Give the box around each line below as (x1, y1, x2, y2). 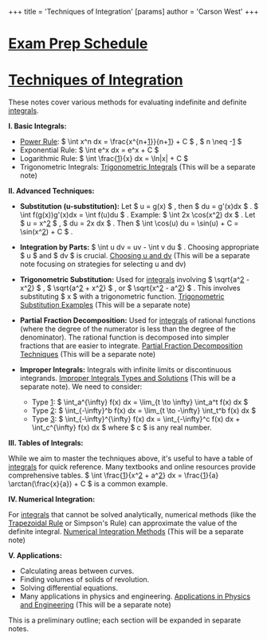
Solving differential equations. (19, 583, 118, 593)
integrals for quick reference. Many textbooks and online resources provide (8, 462, 257, 472)
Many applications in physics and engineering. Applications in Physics (19, 591, 251, 601)
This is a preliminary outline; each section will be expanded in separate (8, 615, 241, 625)
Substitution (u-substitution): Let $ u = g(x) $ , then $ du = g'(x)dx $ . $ (19, 202, 259, 211)
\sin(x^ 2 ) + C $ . (19, 227, 73, 237)
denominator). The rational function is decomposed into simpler (19, 332, 230, 342)
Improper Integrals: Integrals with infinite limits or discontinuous (19, 365, 232, 375)
